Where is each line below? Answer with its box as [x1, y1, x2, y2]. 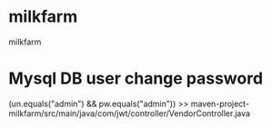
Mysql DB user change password [8, 68, 264, 89]
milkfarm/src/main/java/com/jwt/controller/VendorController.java [8, 107, 251, 119]
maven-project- [190, 98, 250, 109]
